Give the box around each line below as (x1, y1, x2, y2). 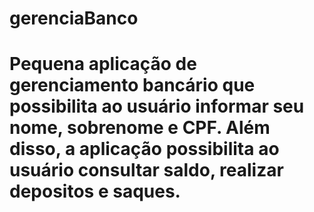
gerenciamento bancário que (9, 74, 256, 97)
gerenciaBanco (9, 7, 139, 30)
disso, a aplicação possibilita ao (9, 138, 280, 161)
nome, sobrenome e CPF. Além (9, 117, 271, 139)
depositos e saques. (9, 180, 181, 203)
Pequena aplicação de (9, 53, 197, 76)
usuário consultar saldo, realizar (9, 159, 284, 182)
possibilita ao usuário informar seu (9, 95, 305, 118)
